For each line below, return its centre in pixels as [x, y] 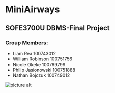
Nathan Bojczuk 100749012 [41, 75]
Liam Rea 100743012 [34, 53]
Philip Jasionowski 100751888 [44, 70]
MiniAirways [33, 9]
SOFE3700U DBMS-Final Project [58, 28]
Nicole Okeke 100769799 [39, 64]
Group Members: [27, 43]
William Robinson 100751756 [42, 59]
